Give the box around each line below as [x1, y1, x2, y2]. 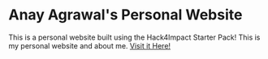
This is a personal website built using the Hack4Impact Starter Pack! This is [8, 32, 261, 42]
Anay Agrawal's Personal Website [8, 6, 243, 24]
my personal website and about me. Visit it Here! [8, 40, 171, 50]
